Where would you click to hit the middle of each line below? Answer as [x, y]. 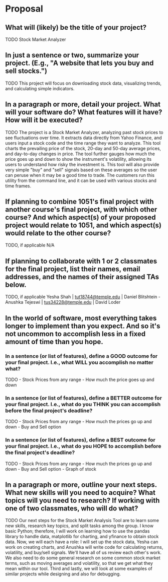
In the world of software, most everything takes [81, 318]
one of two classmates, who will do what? [72, 508]
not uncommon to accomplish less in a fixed [75, 334]
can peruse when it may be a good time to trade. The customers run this [80, 175]
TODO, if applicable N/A [30, 245]
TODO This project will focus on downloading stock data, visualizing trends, [83, 83]
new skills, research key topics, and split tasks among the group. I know [79, 526]
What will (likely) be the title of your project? [76, 27]
